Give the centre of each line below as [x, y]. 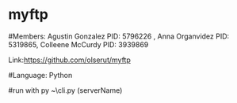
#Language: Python [40, 75]
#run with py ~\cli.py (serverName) [65, 90]
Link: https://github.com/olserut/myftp [69, 60]
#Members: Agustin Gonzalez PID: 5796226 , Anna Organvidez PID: [119, 36]
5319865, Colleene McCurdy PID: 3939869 [78, 44]
